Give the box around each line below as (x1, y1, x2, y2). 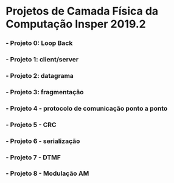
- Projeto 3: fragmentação (5, 88, 84, 96)
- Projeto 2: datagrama (5, 71, 74, 80)
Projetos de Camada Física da (5, 4, 159, 18)
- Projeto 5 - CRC (5, 120, 57, 129)
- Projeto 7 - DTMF (5, 153, 61, 162)
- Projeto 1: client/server (5, 55, 79, 64)
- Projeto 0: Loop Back (5, 39, 73, 47)
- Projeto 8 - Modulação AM (5, 169, 89, 178)
